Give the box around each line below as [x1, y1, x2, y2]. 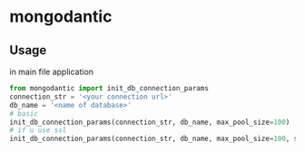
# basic [9, 109, 39, 119]
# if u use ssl [9, 126, 67, 135]
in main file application [9, 66, 93, 77]
